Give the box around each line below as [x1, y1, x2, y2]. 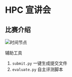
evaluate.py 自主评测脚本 [12, 67, 63, 72]
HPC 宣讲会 [5, 4, 51, 16]
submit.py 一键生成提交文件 [12, 60, 68, 66]
